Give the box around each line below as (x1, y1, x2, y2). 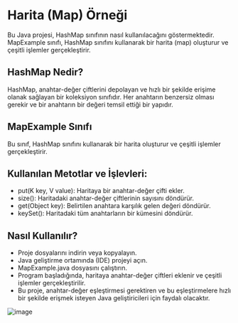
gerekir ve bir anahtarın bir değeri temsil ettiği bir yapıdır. (7, 100, 174, 109)
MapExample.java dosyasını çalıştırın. (17, 263, 128, 273)
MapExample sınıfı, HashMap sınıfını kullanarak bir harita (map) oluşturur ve (7, 38, 229, 46)
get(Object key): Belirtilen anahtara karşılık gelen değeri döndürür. (17, 202, 211, 210)
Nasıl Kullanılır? (7, 229, 78, 241)
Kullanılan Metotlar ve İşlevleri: (7, 168, 148, 180)
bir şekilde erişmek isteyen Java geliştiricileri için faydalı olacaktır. (17, 294, 210, 302)
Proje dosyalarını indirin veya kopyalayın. (17, 248, 137, 257)
